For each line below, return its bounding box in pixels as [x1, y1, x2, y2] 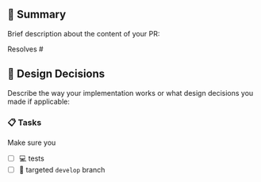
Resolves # [7, 44, 44, 54]
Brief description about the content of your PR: [7, 28, 160, 38]
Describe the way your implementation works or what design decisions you [7, 88, 254, 97]
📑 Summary [7, 8, 67, 21]
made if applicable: [7, 97, 71, 106]
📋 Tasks [7, 116, 42, 127]
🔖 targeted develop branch [18, 165, 106, 174]
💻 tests [18, 154, 44, 163]
